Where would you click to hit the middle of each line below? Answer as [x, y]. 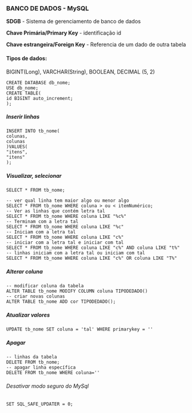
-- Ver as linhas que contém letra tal [56, 211]
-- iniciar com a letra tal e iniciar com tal [65, 243]
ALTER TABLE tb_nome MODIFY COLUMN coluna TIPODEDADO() [77, 291]
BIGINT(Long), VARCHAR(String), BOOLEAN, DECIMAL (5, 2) [80, 72]
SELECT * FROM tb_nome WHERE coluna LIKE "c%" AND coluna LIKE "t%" [93, 248]
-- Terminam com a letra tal [42, 222]
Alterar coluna [24, 272]
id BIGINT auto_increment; [40, 98]
